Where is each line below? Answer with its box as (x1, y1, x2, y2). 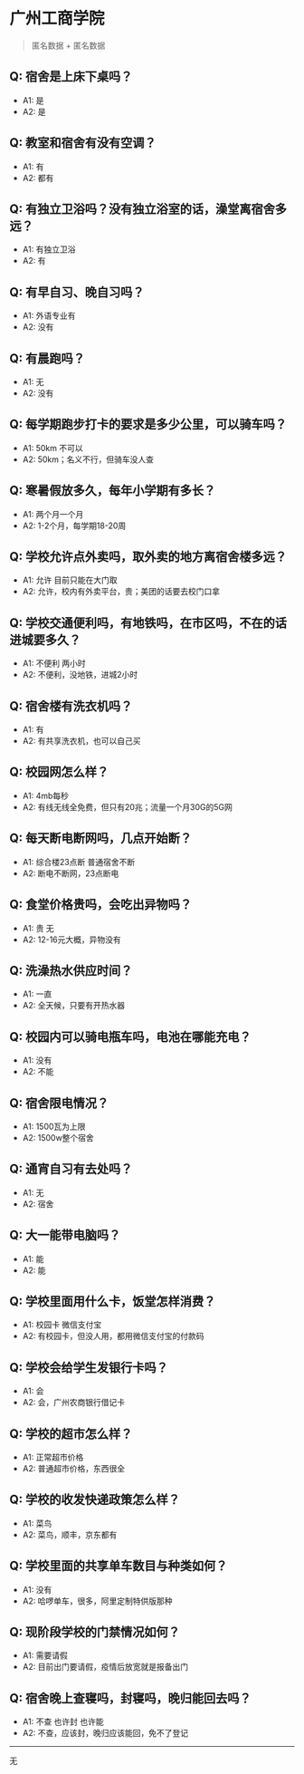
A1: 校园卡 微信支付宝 (22, 1319, 102, 1330)
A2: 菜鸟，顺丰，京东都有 (22, 1528, 118, 1540)
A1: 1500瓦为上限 (22, 1121, 86, 1132)
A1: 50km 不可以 (22, 442, 83, 453)
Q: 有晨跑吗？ (9, 351, 86, 366)
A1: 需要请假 (22, 1650, 68, 1661)
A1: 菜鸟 (22, 1518, 52, 1528)
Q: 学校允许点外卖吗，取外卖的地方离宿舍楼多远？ (9, 549, 288, 564)
